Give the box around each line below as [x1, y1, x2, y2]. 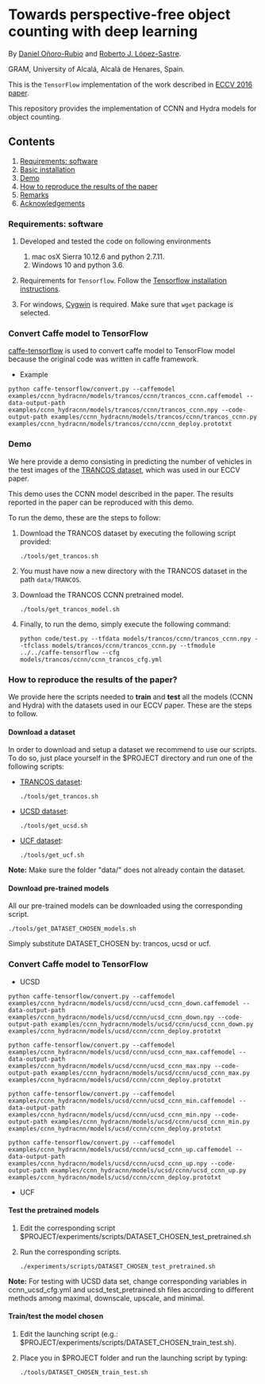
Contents [8, 135, 56, 149]
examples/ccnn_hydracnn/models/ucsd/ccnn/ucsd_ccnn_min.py [50, 1117, 250, 1125]
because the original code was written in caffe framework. [8, 354, 199, 364]
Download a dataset [8, 727, 75, 737]
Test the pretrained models [8, 1206, 99, 1215]
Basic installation [19, 165, 75, 174]
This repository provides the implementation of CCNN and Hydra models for [8, 103, 257, 113]
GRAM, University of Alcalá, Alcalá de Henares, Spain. [8, 64, 185, 73]
